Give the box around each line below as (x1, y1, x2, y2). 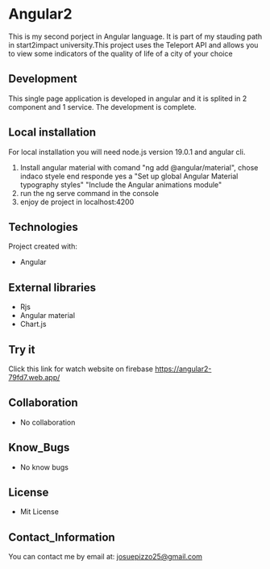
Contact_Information (8, 530, 115, 544)
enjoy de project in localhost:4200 (19, 197, 135, 207)
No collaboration (19, 417, 76, 427)
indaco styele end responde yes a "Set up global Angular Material (19, 171, 239, 181)
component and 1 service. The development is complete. (8, 102, 197, 111)
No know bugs (19, 462, 69, 472)
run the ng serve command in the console (19, 188, 160, 198)
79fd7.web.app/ (8, 373, 60, 382)
